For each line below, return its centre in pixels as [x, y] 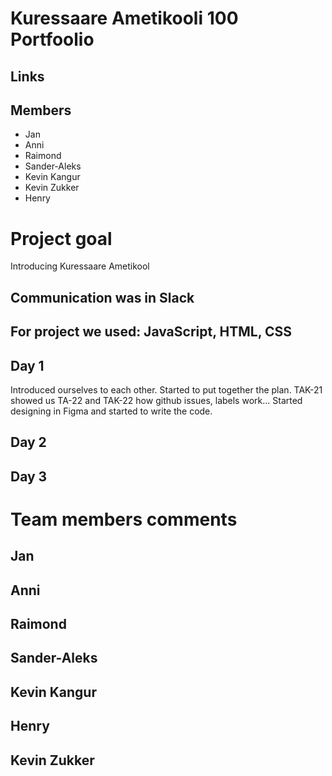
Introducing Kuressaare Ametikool [80, 266]
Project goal [61, 238]
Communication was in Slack [102, 297]
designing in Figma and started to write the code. [111, 411]
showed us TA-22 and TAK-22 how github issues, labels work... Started [156, 400]
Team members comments [124, 519]
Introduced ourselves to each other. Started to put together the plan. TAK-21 [166, 389]
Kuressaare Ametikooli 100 [124, 18]
